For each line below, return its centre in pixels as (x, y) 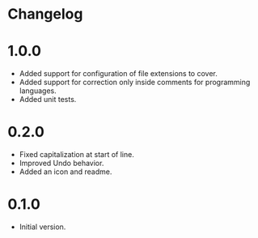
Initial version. (42, 227)
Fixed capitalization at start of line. (76, 155)
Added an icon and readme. (66, 172)
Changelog (45, 14)
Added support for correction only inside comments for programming (135, 83)
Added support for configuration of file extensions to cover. (118, 74)
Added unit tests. (48, 100)
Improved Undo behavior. (61, 164)
